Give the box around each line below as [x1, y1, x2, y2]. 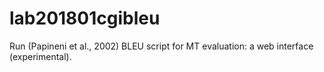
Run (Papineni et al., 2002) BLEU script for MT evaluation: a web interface [9, 40, 314, 52]
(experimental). [9, 50, 72, 62]
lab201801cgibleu [9, 7, 161, 30]
